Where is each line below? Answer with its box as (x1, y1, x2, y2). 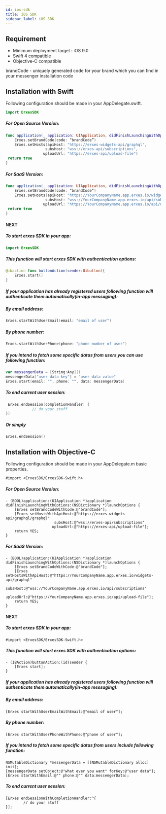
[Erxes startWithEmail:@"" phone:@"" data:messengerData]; (5, 773, 130, 778)
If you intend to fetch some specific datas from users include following (5, 743, 154, 748)
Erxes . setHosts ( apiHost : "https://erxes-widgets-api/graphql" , (14, 142, 147, 147)
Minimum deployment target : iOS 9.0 (12, 48, 89, 54)
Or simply (5, 422, 26, 427)
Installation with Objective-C (5, 448, 96, 456)
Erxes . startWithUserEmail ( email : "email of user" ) (5, 319, 112, 323)
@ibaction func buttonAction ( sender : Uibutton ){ (5, 268, 105, 274)
